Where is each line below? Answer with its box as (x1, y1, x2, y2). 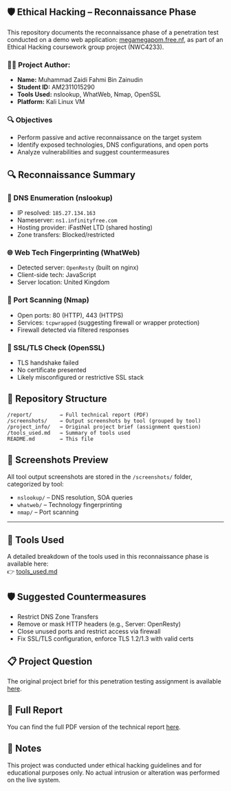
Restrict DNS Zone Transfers (16, 613, 98, 621)
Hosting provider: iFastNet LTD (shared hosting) (16, 223, 153, 232)
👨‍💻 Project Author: (7, 60, 71, 70)
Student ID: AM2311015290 (16, 83, 95, 92)
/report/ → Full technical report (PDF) (7, 411, 149, 418)
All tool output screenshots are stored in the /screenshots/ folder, (7, 472, 192, 481)
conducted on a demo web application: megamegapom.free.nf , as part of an (7, 35, 223, 43)
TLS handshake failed (16, 358, 79, 367)
